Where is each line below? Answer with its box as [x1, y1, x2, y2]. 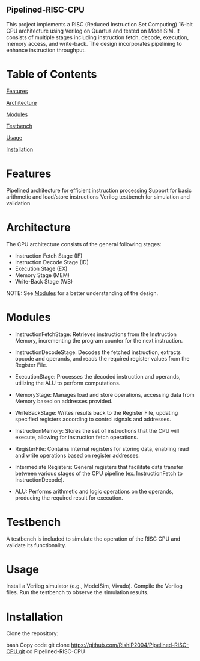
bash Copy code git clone [6, 641, 70, 649]
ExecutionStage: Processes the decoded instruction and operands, [14, 373, 181, 380]
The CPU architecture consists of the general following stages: [6, 240, 162, 247]
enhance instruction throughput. [6, 46, 86, 54]
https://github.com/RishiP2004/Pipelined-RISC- [71, 641, 189, 649]
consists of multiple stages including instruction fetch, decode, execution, [6, 33, 189, 41]
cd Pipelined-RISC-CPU [26, 648, 85, 655]
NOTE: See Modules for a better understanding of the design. [6, 289, 158, 297]
